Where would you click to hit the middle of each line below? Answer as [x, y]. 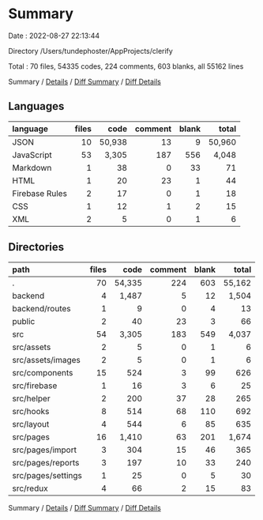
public [24, 321]
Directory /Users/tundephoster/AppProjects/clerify [91, 51]
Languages [36, 106]
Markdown [32, 168]
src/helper [31, 398]
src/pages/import [45, 450]
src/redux [30, 488]
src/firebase [35, 386]
